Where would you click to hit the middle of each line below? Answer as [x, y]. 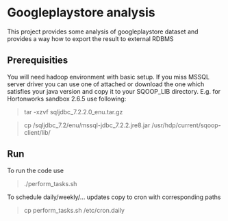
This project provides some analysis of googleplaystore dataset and [103, 31]
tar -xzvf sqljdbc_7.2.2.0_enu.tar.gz [73, 112]
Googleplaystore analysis [81, 13]
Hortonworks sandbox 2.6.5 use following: [67, 99]
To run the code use [35, 170]
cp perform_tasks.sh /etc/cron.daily [74, 210]
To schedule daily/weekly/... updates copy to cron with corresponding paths [114, 197]
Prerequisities [38, 61]
